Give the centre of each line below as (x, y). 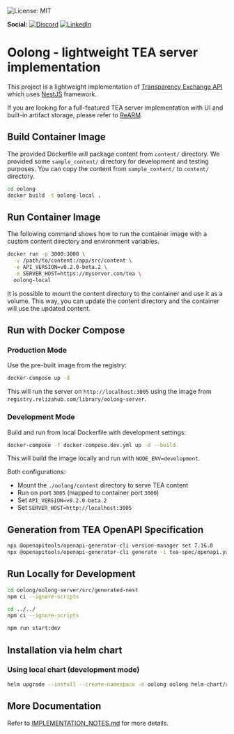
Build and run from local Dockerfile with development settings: (97, 432)
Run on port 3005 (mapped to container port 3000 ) (88, 493)
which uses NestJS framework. (52, 94)
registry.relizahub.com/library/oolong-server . (77, 399)
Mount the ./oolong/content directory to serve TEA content (103, 485)
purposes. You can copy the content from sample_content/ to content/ (108, 168)
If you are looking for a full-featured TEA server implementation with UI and (115, 108)
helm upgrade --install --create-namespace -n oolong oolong (98, 684)
